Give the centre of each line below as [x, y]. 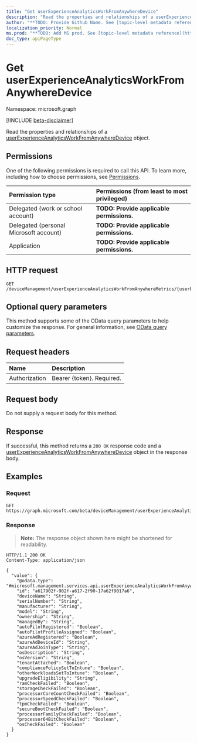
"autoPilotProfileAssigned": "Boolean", [67, 632]
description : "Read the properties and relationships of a [80, 17]
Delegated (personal [37, 225]
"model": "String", [40, 611]
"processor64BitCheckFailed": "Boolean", [68, 719]
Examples [24, 476]
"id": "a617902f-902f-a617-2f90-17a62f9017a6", [76, 591]
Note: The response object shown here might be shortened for [96, 538]
